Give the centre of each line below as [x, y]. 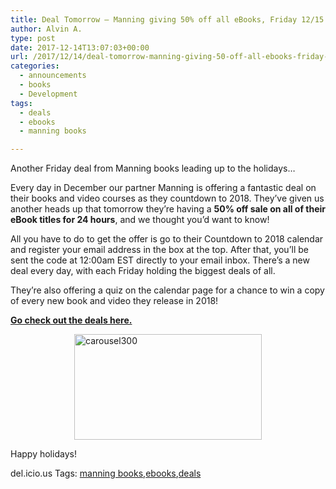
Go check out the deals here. [71, 320]
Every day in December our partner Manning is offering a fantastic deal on [163, 188]
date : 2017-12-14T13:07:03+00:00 [80, 47]
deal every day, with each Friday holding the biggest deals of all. [143, 271]
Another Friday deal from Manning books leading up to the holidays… [153, 168]
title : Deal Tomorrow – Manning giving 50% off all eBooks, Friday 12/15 [167, 19]
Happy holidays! [43, 454]
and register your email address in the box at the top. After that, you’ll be [159, 250]
